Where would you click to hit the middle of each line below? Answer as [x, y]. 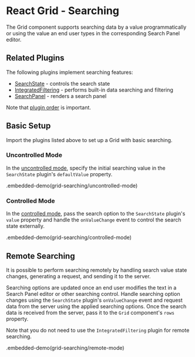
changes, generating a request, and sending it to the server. [78, 276]
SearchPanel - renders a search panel [60, 96]
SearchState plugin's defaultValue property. [59, 174]
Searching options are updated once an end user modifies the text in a [91, 287]
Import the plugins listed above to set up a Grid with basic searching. [89, 140]
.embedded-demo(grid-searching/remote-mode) [65, 348]
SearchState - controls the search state [62, 83]
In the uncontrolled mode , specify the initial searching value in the [86, 168]
